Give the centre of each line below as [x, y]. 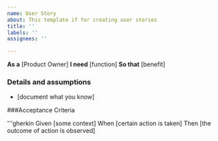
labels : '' [23, 33]
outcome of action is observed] [51, 131]
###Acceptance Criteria [41, 110]
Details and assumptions [49, 82]
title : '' [21, 26]
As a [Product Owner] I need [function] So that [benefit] [86, 64]
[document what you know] [56, 97]
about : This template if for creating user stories [82, 20]
